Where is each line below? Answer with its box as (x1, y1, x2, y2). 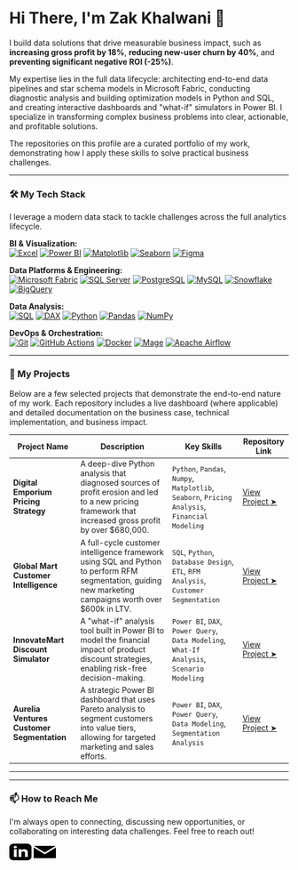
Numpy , (171, 472, 195, 483)
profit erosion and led (80, 487, 159, 497)
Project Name (17, 440, 69, 452)
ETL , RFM (171, 565, 201, 576)
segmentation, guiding (80, 575, 162, 585)
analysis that (80, 468, 127, 479)
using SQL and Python (80, 556, 162, 567)
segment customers (80, 713, 153, 724)
